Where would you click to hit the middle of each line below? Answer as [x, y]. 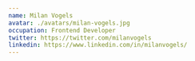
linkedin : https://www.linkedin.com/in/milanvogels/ [98, 45]
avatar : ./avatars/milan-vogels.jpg [69, 23]
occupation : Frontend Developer [62, 30]
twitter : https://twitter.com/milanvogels [80, 38]
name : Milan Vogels [41, 15]
